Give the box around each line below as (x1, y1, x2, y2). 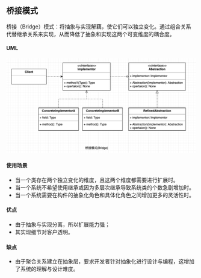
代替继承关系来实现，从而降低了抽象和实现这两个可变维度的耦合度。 (6, 30, 175, 37)
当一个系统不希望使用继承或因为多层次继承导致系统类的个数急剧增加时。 (14, 183, 194, 191)
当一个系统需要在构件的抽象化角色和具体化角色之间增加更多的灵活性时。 (14, 191, 194, 198)
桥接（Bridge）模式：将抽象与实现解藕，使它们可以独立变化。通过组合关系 (6, 23, 191, 30)
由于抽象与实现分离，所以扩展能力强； (14, 221, 110, 228)
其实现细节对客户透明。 (14, 228, 73, 235)
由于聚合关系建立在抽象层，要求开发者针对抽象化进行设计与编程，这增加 (14, 258, 194, 265)
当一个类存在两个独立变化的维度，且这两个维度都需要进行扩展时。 (14, 176, 179, 183)
